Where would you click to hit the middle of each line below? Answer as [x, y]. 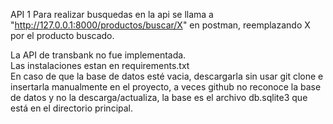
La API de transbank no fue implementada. [98, 55]
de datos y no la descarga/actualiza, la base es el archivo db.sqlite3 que [159, 97]
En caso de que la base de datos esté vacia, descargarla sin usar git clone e [167, 76]
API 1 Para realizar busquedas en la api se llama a [112, 14]
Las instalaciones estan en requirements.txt [100, 65]
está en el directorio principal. [72, 108]
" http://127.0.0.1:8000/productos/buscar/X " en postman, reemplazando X [160, 25]
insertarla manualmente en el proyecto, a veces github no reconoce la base [166, 87]
